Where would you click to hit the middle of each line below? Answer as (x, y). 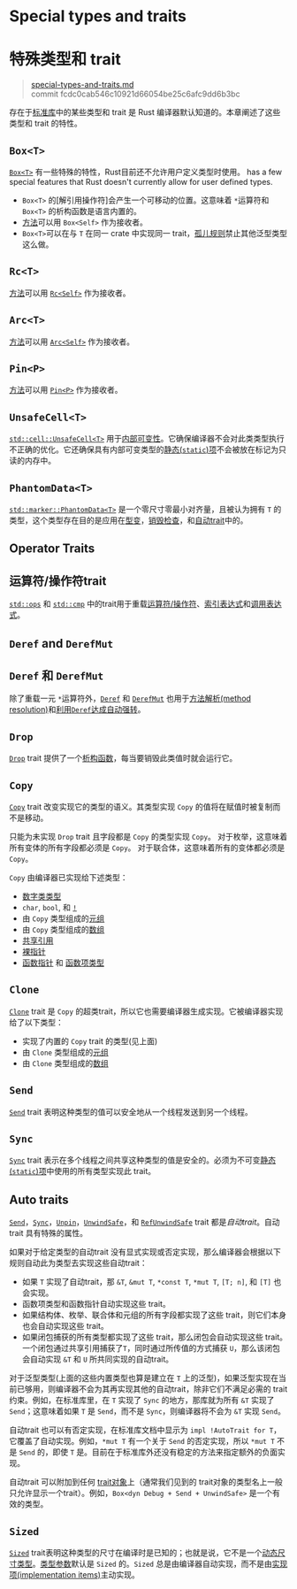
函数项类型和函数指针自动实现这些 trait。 (96, 1304)
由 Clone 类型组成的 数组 (65, 1063)
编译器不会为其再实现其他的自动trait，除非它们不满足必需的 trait (171, 1389)
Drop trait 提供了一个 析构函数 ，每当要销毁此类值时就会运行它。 (123, 758)
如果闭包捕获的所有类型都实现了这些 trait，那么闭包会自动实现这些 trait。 (155, 1337)
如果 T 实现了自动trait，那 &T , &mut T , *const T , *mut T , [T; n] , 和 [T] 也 (152, 1282)
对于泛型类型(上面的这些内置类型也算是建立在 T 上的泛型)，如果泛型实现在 (144, 1378)
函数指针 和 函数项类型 (63, 963)
